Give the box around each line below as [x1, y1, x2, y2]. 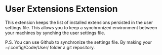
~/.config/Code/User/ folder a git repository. [5, 44, 95, 50]
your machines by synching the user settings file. [5, 30, 105, 36]
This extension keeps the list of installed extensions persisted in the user [5, 19, 153, 25]
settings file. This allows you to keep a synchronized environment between [5, 24, 157, 30]
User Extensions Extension [5, 3, 118, 15]
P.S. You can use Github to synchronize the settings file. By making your [5, 39, 152, 45]
